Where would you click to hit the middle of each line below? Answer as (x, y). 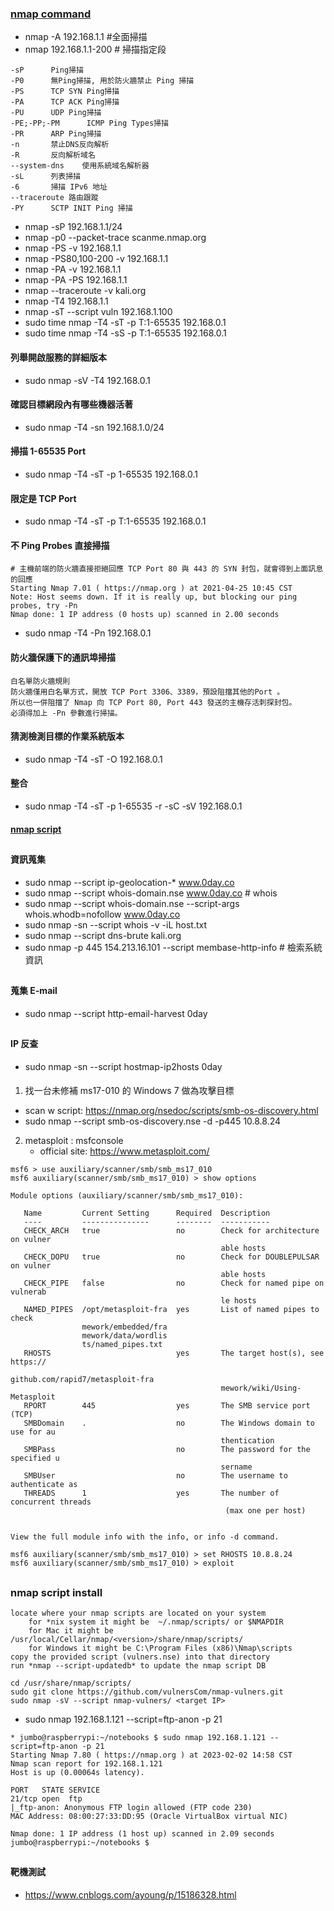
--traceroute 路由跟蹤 (54, 198)
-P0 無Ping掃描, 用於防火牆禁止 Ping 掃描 (102, 81)
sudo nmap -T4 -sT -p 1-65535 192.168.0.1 (111, 474)
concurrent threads (51, 1502)
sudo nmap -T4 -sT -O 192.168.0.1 (93, 759)
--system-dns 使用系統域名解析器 (80, 166)
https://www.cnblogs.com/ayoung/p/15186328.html (130, 1894)
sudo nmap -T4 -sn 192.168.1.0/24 (94, 427)
